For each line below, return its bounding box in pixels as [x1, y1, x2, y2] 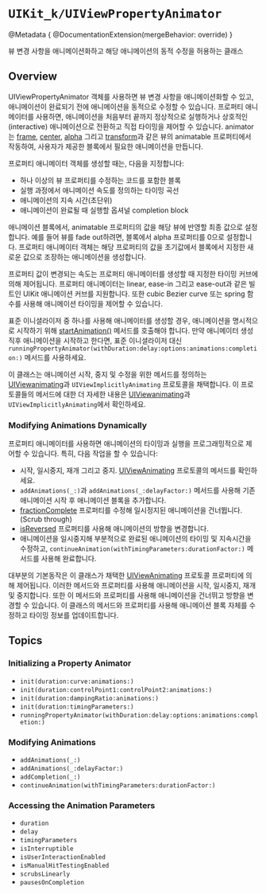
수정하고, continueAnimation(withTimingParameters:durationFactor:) [19, 544, 246, 553]
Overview [8, 70, 58, 84]
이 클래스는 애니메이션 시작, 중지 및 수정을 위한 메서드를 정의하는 [8, 369, 208, 379]
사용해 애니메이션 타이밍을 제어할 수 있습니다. [22, 299, 164, 308]
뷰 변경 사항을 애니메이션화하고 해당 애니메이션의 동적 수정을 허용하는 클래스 [8, 46, 244, 56]
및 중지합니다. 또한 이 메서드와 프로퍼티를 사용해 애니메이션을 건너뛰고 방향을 [8, 591, 246, 600]
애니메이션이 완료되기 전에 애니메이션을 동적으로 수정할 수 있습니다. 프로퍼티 [8, 102, 244, 111]
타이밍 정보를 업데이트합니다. [29, 611, 119, 620]
